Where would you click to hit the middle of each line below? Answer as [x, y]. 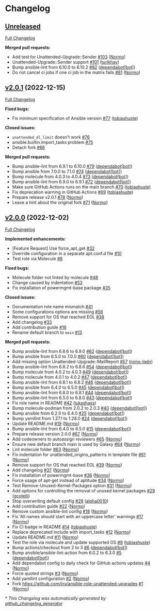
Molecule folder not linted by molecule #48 [55, 277]
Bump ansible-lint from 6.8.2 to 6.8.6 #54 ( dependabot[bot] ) [72, 367]
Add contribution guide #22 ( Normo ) [49, 506]
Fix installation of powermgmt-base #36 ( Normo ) [61, 475]
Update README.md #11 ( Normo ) [45, 537]
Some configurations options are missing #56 [57, 312]
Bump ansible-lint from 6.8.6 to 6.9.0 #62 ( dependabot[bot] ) [72, 351]
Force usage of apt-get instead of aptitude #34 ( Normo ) [68, 480]
